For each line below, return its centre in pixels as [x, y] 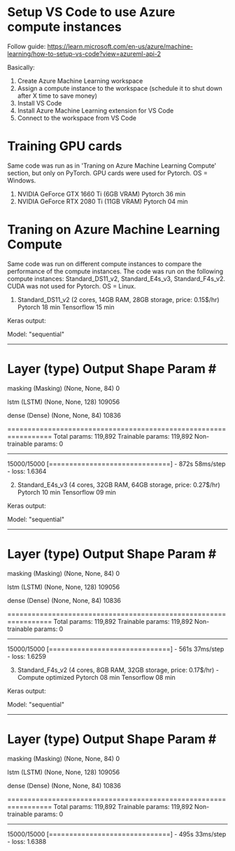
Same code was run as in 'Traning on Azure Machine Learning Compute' [112, 166]
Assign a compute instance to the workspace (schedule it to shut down [120, 88]
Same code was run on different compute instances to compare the [105, 263]
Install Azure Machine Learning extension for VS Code [95, 110]
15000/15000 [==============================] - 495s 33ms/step [117, 834]
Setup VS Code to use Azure [91, 12]
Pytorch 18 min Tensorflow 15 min [66, 307]
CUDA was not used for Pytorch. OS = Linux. [72, 286]
